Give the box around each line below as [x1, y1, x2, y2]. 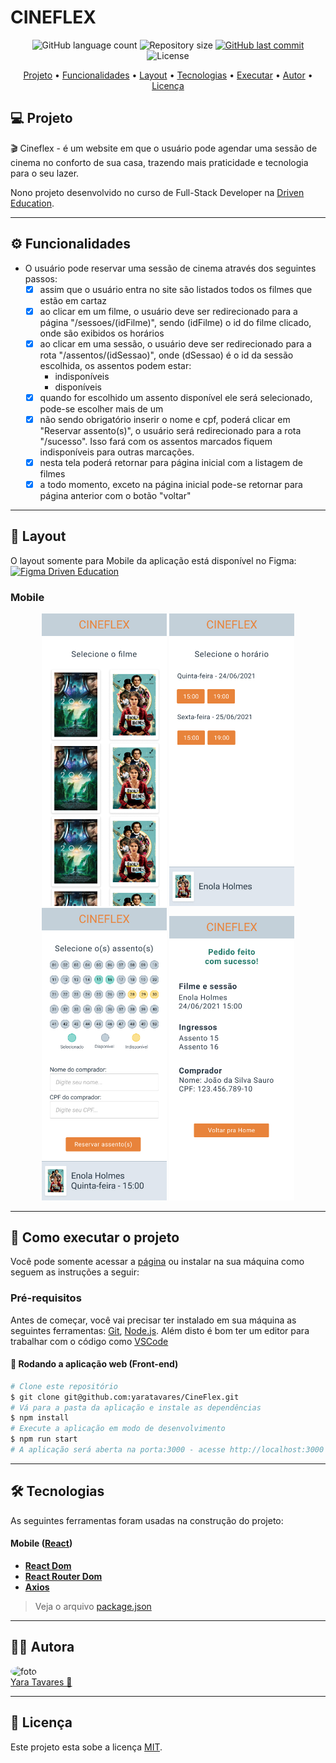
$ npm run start [10, 1434, 78, 1445]
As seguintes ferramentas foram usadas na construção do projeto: [10, 1514, 284, 1526]
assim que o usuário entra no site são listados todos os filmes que [39, 283, 313, 295]
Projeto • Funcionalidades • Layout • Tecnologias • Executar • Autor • [23, 69, 313, 81]
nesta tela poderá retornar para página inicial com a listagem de [39, 456, 303, 468]
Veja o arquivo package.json [34, 1601, 152, 1612]
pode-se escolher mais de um [39, 402, 164, 415]
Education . [10, 197, 55, 209]
